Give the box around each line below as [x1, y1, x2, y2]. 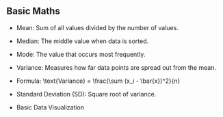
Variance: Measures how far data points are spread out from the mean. [16, 63, 217, 71]
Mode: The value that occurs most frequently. [16, 50, 146, 58]
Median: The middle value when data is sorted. [16, 37, 148, 45]
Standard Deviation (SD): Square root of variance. [16, 90, 157, 98]
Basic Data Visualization [16, 103, 85, 112]
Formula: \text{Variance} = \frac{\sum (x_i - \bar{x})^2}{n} [16, 77, 181, 85]
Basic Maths [6, 5, 61, 17]
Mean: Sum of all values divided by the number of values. [16, 23, 179, 31]
